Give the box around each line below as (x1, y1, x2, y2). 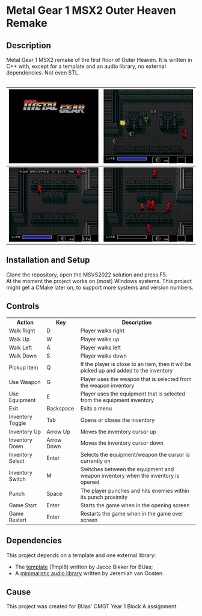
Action (16, 319, 34, 326)
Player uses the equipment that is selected (80, 390, 185, 397)
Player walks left (80, 344, 121, 351)
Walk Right (8, 327, 35, 334)
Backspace (46, 405, 75, 412)
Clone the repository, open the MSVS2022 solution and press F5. (6, 271, 168, 278)
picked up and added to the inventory (80, 367, 173, 374)
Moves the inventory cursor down (80, 439, 164, 447)
